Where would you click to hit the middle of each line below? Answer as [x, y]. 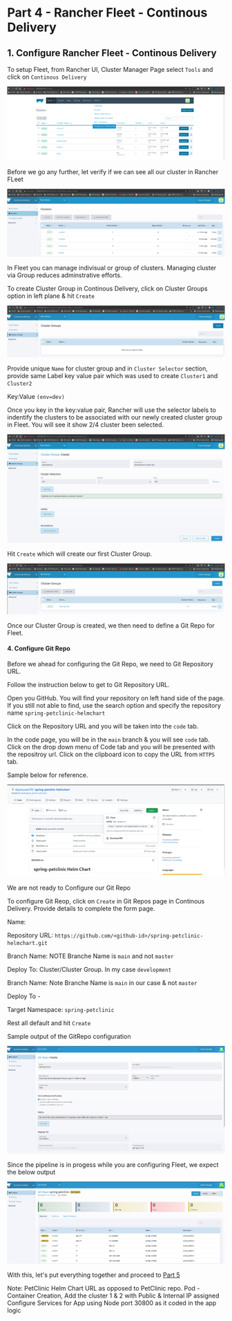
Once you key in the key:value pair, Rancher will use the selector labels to [112, 410]
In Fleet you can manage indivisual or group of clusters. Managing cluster [112, 268]
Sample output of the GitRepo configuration [69, 1036]
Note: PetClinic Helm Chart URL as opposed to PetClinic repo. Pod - [104, 1289]
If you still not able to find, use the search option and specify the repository [114, 705]
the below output [31, 1172]
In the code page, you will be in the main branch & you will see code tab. [109, 739]
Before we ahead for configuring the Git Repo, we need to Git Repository [110, 664]
